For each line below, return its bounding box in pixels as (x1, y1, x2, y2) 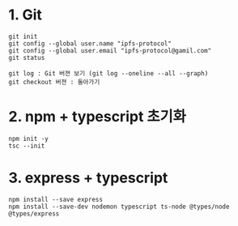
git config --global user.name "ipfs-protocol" (8, 39, 172, 48)
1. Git (8, 6, 43, 24)
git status (8, 53, 45, 62)
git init (8, 32, 38, 41)
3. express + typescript (8, 168, 168, 187)
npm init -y (8, 134, 49, 143)
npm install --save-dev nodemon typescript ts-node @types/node (8, 203, 230, 211)
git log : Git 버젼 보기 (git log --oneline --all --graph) (8, 69, 209, 78)
